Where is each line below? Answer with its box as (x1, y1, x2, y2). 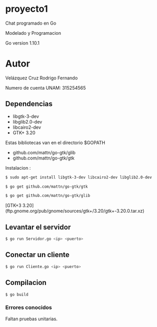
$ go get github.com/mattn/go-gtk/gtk (5, 184, 88, 189)
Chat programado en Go (5, 20, 56, 26)
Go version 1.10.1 (5, 39, 40, 46)
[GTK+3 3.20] (5, 202, 34, 209)
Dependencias (5, 99, 53, 108)
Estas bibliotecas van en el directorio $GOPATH (5, 139, 106, 146)
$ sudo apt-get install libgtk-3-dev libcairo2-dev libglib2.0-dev (5, 175, 152, 180)
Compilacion (5, 278, 47, 287)
